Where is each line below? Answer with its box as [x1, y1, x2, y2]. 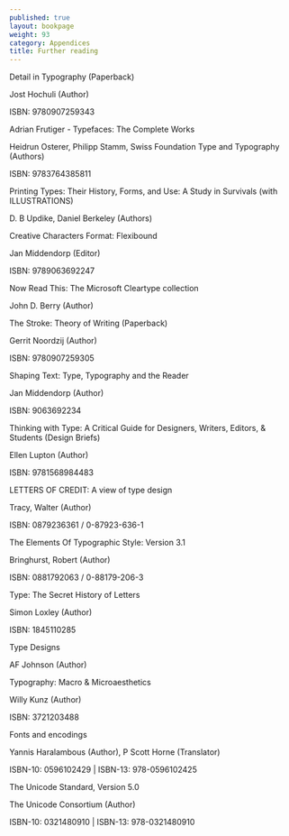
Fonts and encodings [9, 730, 87, 740]
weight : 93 [9, 30, 50, 39]
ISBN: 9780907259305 [9, 353, 95, 363]
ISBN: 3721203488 [9, 712, 79, 722]
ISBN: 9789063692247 [9, 265, 95, 276]
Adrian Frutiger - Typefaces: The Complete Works [9, 124, 195, 135]
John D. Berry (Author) [9, 300, 95, 311]
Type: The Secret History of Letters [9, 590, 140, 601]
